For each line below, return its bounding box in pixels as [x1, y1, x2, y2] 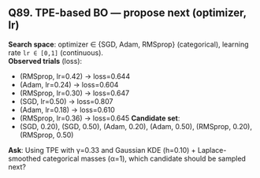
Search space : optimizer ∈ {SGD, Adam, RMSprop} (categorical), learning [8, 39, 250, 49]
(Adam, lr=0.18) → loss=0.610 [19, 105, 116, 114]
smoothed [8, 154, 42, 163]
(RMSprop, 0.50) [19, 130, 74, 139]
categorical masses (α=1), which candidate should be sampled [42, 154, 247, 163]
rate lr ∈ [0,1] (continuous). [8, 47, 104, 57]
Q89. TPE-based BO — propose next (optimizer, [8, 6, 247, 20]
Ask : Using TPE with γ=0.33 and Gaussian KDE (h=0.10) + [8, 145, 196, 154]
